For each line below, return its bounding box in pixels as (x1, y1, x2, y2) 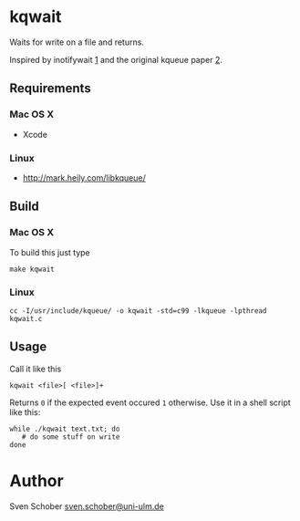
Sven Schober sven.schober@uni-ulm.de (9, 500, 164, 512)
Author (9, 470, 64, 491)
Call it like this (9, 363, 62, 374)
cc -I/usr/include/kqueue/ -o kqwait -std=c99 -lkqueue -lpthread (9, 306, 267, 316)
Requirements (9, 80, 91, 97)
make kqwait (9, 265, 55, 274)
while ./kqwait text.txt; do (9, 424, 120, 433)
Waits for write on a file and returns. (9, 36, 144, 47)
